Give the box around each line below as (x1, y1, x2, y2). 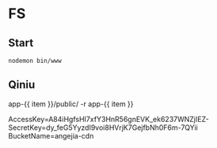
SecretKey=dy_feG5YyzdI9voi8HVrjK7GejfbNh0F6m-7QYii (8, 123, 198, 132)
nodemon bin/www (8, 57, 62, 65)
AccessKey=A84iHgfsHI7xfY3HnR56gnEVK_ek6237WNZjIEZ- (8, 114, 210, 124)
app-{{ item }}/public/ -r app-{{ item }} (8, 99, 134, 109)
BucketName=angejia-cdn (8, 131, 94, 140)
